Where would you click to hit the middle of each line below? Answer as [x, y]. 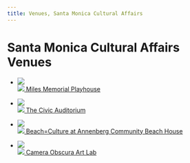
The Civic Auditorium [56, 110]
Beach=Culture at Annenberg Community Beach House [104, 131]
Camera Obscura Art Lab [61, 152]
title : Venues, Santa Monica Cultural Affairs [75, 13]
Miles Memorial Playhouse [63, 89]
